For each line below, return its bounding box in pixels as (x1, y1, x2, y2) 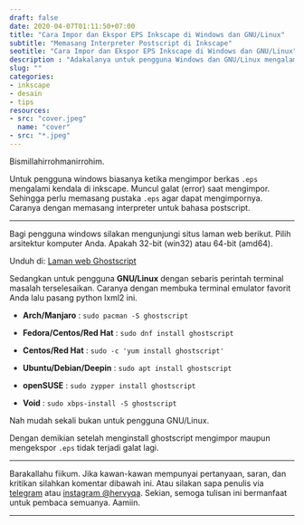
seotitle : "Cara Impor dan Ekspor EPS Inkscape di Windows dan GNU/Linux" (9, 47, 298, 56)
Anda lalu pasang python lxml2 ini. (9, 291, 138, 303)
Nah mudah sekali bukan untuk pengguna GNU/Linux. (9, 415, 210, 425)
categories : (9, 72, 54, 81)
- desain (9, 89, 43, 98)
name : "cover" (17, 123, 71, 132)
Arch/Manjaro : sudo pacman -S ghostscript (22, 310, 188, 320)
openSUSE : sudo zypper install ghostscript (22, 379, 196, 390)
